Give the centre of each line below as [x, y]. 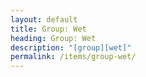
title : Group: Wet [48, 29]
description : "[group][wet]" [71, 47]
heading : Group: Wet [53, 38]
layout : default [44, 19]
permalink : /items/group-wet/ [73, 57]
